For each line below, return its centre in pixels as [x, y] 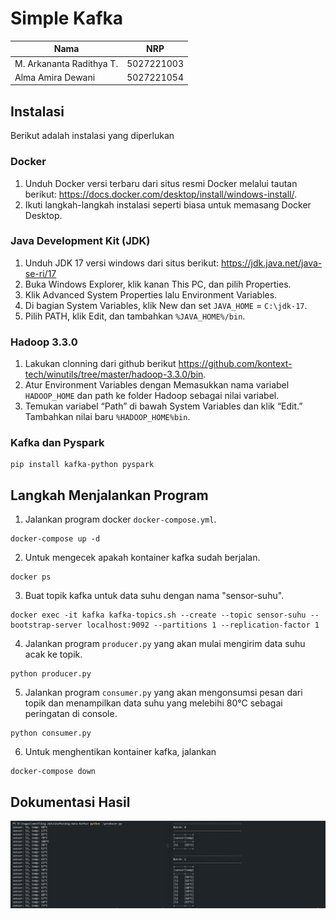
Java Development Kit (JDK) [80, 241]
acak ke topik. [53, 654]
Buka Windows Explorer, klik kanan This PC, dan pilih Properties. [158, 284]
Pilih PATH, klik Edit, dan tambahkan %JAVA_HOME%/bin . [135, 316]
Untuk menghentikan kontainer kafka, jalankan [120, 752]
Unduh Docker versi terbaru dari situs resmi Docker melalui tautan [161, 183]
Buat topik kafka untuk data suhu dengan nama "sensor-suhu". [154, 596]
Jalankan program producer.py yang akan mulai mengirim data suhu [165, 644]
